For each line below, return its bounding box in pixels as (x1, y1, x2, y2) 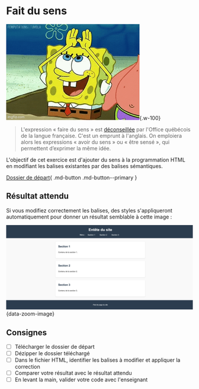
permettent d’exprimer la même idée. (20, 144, 111, 152)
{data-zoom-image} (6, 310, 55, 317)
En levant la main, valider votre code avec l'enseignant (14, 376, 148, 383)
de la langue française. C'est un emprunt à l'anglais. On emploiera (20, 132, 182, 139)
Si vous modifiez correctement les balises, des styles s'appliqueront (6, 207, 173, 214)
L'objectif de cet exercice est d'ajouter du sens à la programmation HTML (6, 156, 185, 163)
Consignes (6, 327, 47, 337)
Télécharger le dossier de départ (14, 343, 95, 350)
